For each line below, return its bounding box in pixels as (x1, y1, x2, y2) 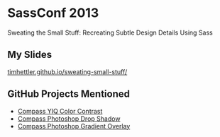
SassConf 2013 (7, 5, 99, 21)
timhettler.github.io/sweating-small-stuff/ (7, 67, 128, 76)
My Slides (7, 49, 53, 61)
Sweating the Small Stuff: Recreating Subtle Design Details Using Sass (7, 28, 213, 37)
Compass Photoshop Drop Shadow (17, 114, 121, 123)
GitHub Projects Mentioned (7, 88, 130, 100)
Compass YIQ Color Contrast (17, 107, 103, 115)
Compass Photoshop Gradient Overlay (17, 121, 131, 130)
